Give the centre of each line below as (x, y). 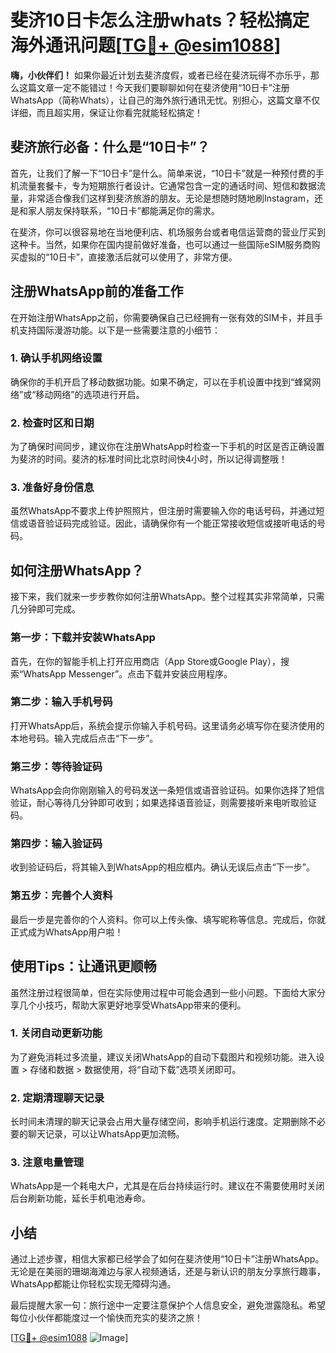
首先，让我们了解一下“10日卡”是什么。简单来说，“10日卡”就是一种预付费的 (163, 173)
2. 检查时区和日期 (52, 423)
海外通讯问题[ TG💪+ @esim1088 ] (146, 45)
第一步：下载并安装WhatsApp (83, 638)
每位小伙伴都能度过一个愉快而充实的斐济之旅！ (106, 1318)
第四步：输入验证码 (56, 844)
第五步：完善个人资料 (61, 896)
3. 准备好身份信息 (52, 488)
